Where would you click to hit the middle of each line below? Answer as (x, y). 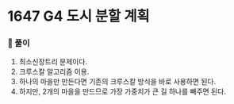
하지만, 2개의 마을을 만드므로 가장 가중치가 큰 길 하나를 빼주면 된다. (123, 91)
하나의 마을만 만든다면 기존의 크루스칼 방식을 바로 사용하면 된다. (117, 82)
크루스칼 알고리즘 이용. (54, 71)
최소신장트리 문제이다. (53, 62)
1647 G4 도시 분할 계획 (79, 16)
